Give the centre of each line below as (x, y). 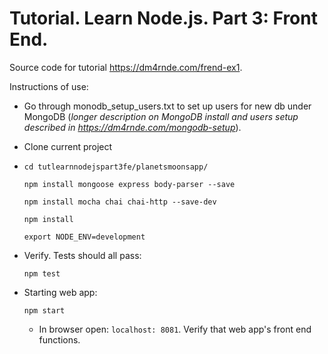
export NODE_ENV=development (84, 237)
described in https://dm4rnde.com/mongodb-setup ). (132, 127)
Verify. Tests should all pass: (82, 255)
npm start (44, 310)
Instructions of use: (49, 86)
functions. (59, 339)
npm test (42, 273)
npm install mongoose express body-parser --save (129, 184)
